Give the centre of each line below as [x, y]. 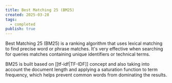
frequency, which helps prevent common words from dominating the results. [86, 75]
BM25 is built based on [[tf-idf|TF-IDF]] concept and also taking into [78, 64]
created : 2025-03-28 [27, 15]
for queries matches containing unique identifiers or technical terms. [78, 54]
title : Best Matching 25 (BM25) [40, 10]
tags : [11, 19]
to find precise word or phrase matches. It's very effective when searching [84, 49]
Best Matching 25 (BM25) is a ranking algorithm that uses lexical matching [84, 43]
